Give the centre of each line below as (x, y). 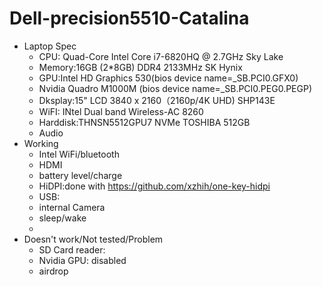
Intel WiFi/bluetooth (79, 154)
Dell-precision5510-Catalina (129, 18)
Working (41, 143)
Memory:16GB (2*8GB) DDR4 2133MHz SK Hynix (140, 67)
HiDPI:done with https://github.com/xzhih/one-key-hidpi (154, 186)
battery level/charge (80, 175)
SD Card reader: (72, 249)
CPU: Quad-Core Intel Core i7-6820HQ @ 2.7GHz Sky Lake (161, 56)
